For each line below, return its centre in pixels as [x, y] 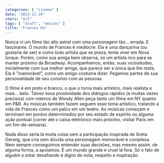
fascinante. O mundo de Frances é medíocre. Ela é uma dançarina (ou [76, 47]
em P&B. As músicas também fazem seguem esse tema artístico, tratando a [82, 104]
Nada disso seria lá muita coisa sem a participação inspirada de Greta [76, 134]
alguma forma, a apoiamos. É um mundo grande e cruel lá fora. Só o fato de [82, 150]
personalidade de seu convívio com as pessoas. [54, 79]
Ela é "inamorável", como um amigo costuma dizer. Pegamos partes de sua [82, 73]
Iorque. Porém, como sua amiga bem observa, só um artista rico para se [79, 58]
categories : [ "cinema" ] [32, 10]
